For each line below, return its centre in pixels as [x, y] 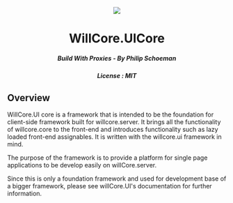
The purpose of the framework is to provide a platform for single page [107, 158]
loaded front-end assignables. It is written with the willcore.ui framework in [115, 137]
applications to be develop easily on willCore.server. [82, 165]
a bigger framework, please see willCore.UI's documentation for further [110, 186]
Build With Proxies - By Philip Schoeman [117, 58]
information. [25, 193]
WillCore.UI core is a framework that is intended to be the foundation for [111, 114]
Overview [29, 98]
